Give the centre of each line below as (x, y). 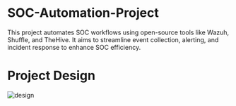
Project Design (51, 76)
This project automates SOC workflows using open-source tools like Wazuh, (118, 32)
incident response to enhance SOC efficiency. (74, 47)
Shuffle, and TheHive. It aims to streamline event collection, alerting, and (113, 39)
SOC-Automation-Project (83, 13)
